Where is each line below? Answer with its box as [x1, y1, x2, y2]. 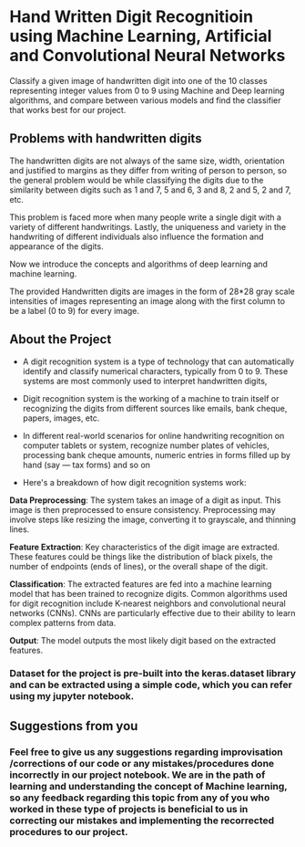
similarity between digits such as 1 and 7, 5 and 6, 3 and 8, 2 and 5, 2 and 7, [9, 184, 291, 195]
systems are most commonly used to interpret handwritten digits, [22, 375, 268, 386]
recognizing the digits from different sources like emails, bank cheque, [22, 403, 288, 413]
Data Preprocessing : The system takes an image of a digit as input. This [9, 495, 281, 506]
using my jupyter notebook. [9, 690, 135, 703]
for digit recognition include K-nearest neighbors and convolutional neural [9, 598, 287, 609]
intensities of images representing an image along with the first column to [9, 295, 285, 307]
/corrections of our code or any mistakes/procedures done [9, 757, 275, 769]
